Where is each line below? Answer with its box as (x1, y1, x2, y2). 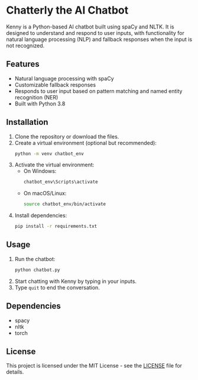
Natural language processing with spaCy (14, 75, 114, 82)
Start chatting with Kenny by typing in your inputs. (14, 278, 137, 285)
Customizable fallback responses (14, 81, 96, 88)
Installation (6, 117, 48, 127)
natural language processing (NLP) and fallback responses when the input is (6, 36, 193, 43)
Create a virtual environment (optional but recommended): (14, 139, 157, 146)
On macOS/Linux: (23, 190, 67, 197)
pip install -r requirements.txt (14, 223, 98, 230)
